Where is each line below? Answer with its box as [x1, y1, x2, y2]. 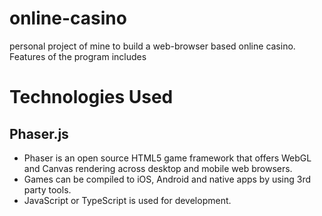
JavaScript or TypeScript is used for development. [23, 194, 232, 206]
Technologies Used [9, 86, 174, 109]
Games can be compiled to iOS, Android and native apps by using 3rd [23, 173, 312, 185]
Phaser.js [9, 125, 69, 142]
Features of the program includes [9, 50, 147, 62]
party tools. [23, 183, 72, 196]
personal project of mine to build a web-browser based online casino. [9, 40, 296, 52]
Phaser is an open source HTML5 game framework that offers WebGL [23, 152, 312, 164]
